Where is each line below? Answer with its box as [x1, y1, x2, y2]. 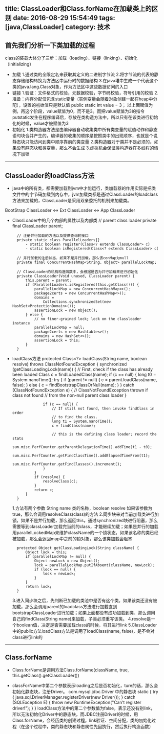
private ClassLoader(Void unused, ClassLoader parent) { [17, 274, 135, 279]
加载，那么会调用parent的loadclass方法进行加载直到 [12, 604, 117, 610]
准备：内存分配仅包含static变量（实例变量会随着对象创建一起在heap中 [12, 96, 153, 102]
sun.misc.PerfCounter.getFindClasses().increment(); [12, 462, 122, 467]
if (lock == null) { [34, 567, 76, 572]
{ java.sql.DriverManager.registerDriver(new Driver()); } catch [12, 694, 136, 700]
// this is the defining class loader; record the [51, 432, 157, 437]
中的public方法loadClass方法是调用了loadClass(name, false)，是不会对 [12, 628, 155, 634]
